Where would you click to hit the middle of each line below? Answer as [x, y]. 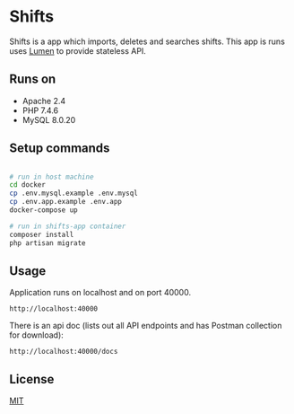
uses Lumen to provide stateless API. [78, 50]
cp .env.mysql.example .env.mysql [74, 194]
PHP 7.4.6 [40, 110]
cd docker [28, 185]
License [32, 379]
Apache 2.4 [44, 101]
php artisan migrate [48, 243]
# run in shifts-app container [68, 226]
